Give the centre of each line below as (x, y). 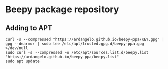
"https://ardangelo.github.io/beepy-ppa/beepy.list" (62, 57)
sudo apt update (22, 61)
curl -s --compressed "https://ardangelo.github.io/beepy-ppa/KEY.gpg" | (85, 39)
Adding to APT (29, 28)
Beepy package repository (62, 9)
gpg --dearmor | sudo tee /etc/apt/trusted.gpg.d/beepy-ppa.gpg (75, 44)
